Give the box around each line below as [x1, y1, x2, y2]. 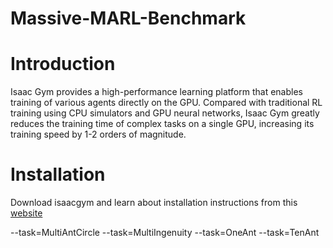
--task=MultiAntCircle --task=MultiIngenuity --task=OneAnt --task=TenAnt [10, 227, 320, 239]
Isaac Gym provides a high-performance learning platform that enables [10, 86, 303, 98]
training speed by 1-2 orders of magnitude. [10, 128, 187, 141]
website [10, 207, 43, 219]
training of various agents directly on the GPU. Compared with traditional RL [10, 97, 323, 109]
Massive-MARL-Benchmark [10, 7, 247, 30]
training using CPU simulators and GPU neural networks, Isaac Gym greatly [10, 107, 320, 119]
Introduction [10, 53, 116, 76]
